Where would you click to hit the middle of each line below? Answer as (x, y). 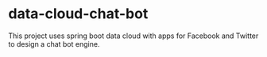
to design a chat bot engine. (54, 44)
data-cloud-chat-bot (78, 14)
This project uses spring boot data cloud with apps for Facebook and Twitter (133, 36)
